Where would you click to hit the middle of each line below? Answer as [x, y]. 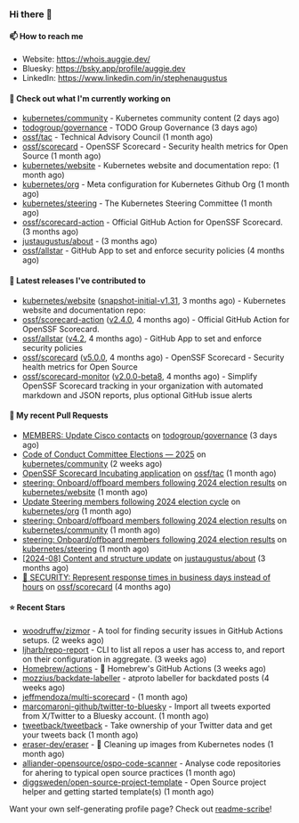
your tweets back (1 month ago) [80, 735]
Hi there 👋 [31, 14]
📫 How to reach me [46, 36]
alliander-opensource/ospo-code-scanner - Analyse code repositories [151, 763]
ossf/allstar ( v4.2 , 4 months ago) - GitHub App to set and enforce [142, 338]
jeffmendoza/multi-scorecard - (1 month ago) [105, 697]
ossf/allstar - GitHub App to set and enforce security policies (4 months [153, 251]
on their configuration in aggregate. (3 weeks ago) [114, 659]
